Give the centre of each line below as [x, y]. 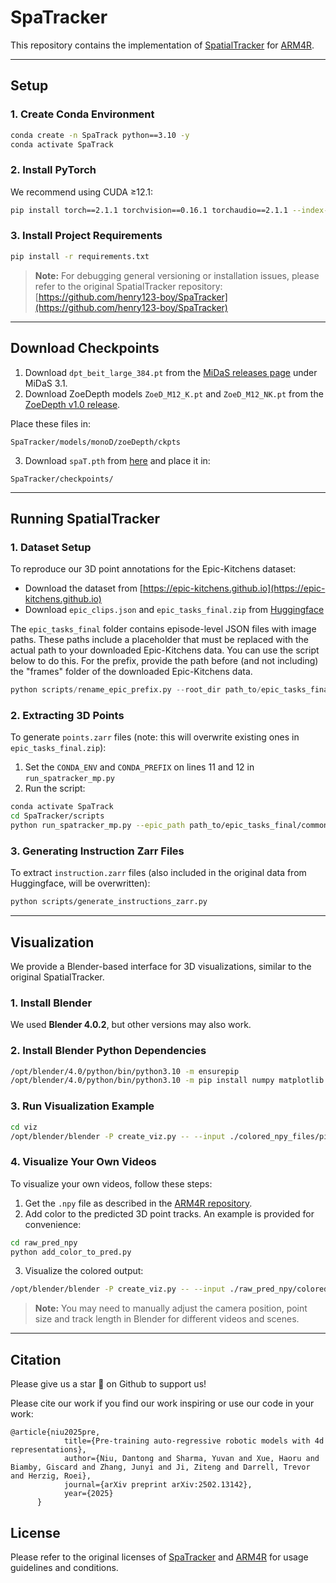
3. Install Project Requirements [86, 236]
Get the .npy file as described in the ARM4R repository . [138, 1203]
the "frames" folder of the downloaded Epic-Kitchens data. [131, 672]
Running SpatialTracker [85, 518]
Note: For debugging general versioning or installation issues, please [177, 275]
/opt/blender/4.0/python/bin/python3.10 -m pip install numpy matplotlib [167, 1081]
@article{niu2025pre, [55, 1432]
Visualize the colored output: [84, 1271]
